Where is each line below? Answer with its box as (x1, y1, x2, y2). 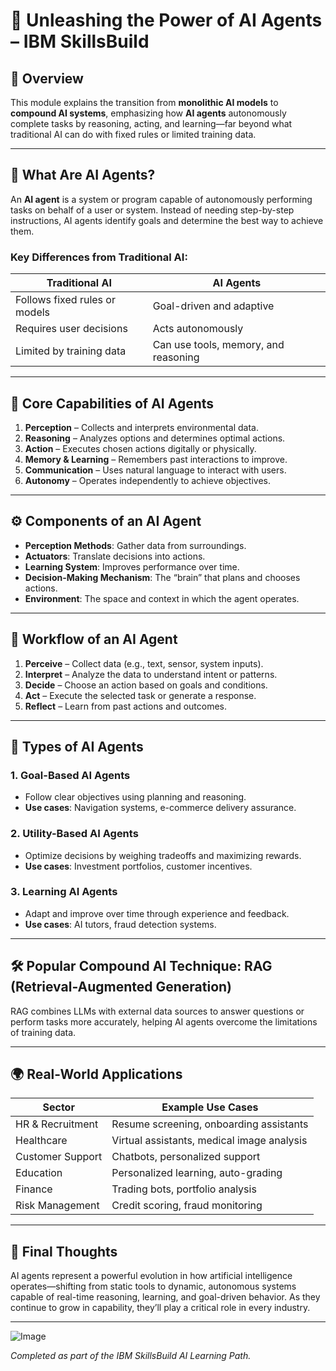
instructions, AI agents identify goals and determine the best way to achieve (10, 214, 324, 226)
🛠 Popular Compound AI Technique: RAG (10, 958, 273, 975)
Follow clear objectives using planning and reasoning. (24, 791, 247, 803)
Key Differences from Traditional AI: (10, 250, 188, 264)
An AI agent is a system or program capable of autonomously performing (10, 193, 313, 205)
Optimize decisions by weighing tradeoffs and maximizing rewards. (24, 849, 302, 861)
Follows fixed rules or (15, 293, 116, 307)
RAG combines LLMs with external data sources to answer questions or (10, 1005, 305, 1017)
